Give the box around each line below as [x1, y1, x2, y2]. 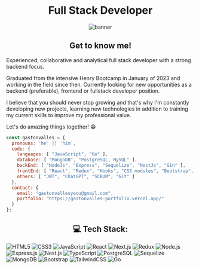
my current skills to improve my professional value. [6, 111, 131, 118]
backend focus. [6, 63, 45, 70]
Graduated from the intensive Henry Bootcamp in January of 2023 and [6, 74, 180, 81]
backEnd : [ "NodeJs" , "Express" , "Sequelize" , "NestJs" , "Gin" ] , [17, 163, 186, 169]
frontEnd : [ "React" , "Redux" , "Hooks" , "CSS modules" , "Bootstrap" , [17, 168, 194, 174]
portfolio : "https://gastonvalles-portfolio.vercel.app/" [17, 195, 164, 202]
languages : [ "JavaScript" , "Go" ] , [17, 151, 109, 157]
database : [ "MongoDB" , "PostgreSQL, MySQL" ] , [17, 157, 137, 163]
